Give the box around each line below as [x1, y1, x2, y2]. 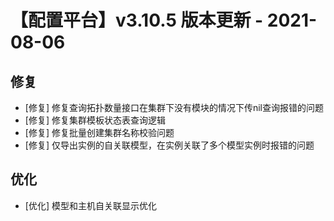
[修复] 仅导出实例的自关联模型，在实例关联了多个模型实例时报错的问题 [24, 139, 315, 151]
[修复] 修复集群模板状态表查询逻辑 [24, 114, 166, 126]
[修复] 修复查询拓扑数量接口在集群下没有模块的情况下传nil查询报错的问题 [24, 102, 324, 113]
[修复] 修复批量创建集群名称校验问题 [24, 127, 175, 138]
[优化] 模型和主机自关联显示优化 [24, 199, 157, 211]
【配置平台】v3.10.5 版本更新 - [10, 9, 264, 32]
